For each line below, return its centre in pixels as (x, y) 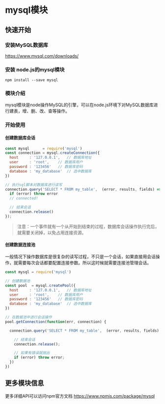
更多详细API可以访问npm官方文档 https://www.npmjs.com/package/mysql (80, 396)
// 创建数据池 (18, 281)
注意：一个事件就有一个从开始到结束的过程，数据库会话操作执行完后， (88, 226)
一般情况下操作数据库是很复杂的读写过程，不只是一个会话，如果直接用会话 (80, 257)
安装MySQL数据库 (27, 45)
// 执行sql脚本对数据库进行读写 (34, 185)
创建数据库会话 (20, 138)
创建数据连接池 (20, 245)
